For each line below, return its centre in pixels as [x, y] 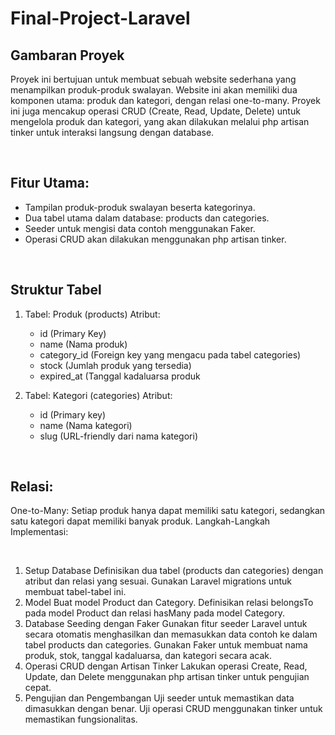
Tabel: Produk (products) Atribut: [92, 314]
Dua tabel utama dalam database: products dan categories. [147, 218]
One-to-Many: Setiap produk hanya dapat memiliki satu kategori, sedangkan [168, 511]
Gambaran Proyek [67, 55]
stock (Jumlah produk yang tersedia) [115, 365]
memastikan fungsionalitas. [81, 719]
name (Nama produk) [83, 344]
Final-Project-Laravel [100, 18]
